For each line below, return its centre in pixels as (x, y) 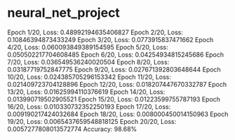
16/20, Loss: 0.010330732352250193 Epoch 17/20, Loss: (89, 106)
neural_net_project (64, 13)
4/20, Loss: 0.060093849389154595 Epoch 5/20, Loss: (88, 47)
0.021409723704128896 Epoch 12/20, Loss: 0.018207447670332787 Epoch (117, 84)
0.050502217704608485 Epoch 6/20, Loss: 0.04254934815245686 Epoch (116, 55)
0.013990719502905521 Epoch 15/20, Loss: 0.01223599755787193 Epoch (114, 99)
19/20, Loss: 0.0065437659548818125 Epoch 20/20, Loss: (92, 121)
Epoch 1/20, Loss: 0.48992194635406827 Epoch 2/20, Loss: (95, 32)
